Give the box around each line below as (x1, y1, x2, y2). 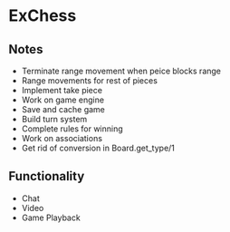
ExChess (8, 5, 77, 26)
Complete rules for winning (21, 123, 123, 134)
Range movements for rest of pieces (21, 75, 158, 86)
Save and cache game (21, 104, 106, 114)
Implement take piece (21, 85, 103, 95)
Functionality (8, 169, 85, 184)
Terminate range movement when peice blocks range (21, 65, 222, 76)
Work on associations (21, 133, 103, 143)
